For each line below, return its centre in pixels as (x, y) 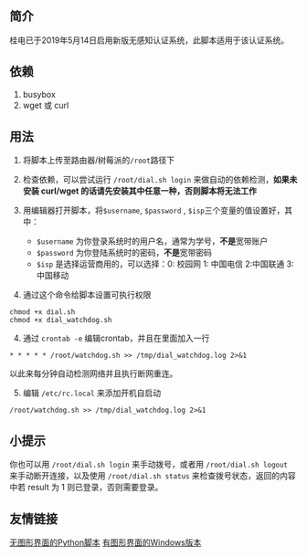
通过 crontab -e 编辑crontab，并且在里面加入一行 (116, 338)
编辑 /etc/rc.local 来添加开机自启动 (92, 393)
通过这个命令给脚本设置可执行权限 (87, 295)
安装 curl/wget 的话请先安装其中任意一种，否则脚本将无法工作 (140, 191)
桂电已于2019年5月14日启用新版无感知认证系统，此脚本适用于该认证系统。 (149, 40)
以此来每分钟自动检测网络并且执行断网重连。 (94, 373)
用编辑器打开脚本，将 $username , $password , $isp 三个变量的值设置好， (153, 210)
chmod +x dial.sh (42, 312)
